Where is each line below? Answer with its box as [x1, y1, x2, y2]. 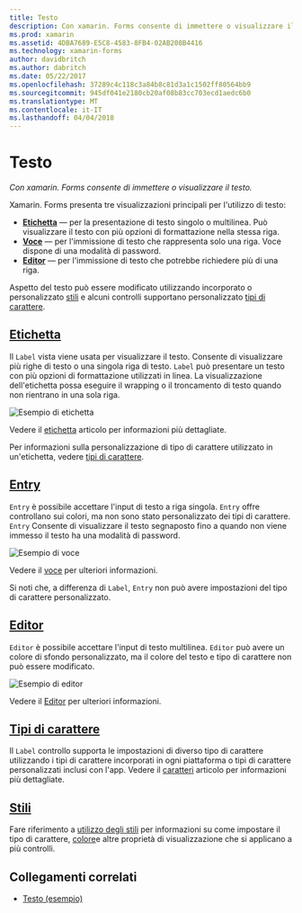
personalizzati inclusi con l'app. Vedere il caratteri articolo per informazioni [9, 765, 287, 775]
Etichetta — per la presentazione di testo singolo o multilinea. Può [22, 217, 268, 228]
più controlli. [9, 843, 56, 855]
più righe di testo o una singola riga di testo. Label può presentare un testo [9, 361, 285, 371]
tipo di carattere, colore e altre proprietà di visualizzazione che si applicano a [9, 834, 292, 845]
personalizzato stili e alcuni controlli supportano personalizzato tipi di [9, 291, 266, 302]
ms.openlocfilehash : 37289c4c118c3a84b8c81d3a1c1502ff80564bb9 [9, 80, 252, 89]
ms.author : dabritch [9, 64, 87, 73]
